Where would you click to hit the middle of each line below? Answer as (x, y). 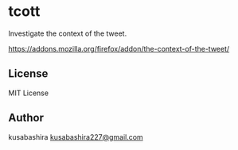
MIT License (29, 93)
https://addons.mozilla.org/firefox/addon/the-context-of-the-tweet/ (119, 48)
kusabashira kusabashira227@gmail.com (76, 137)
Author (26, 118)
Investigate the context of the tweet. (68, 33)
